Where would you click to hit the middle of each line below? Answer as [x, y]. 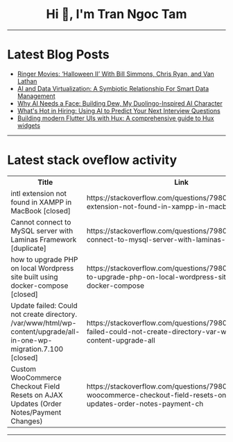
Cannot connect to [41, 222]
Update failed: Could [44, 305]
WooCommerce [36, 377]
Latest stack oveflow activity [92, 160]
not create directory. [44, 314]
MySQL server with [42, 231]
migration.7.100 [37, 349]
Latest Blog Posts [58, 55]
